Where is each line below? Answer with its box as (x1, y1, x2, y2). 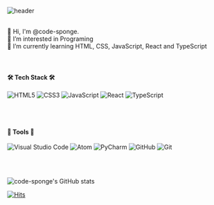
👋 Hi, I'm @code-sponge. (7, 28, 80, 35)
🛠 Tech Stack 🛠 (7, 73, 55, 81)
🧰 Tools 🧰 (7, 127, 35, 136)
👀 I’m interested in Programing (7, 35, 93, 43)
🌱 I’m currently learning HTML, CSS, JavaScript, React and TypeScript (7, 42, 208, 50)
